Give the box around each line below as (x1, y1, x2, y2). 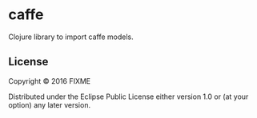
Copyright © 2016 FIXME (8, 76, 91, 85)
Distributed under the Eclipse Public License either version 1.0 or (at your (8, 92, 249, 101)
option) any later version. (8, 100, 90, 109)
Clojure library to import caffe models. (8, 32, 134, 41)
